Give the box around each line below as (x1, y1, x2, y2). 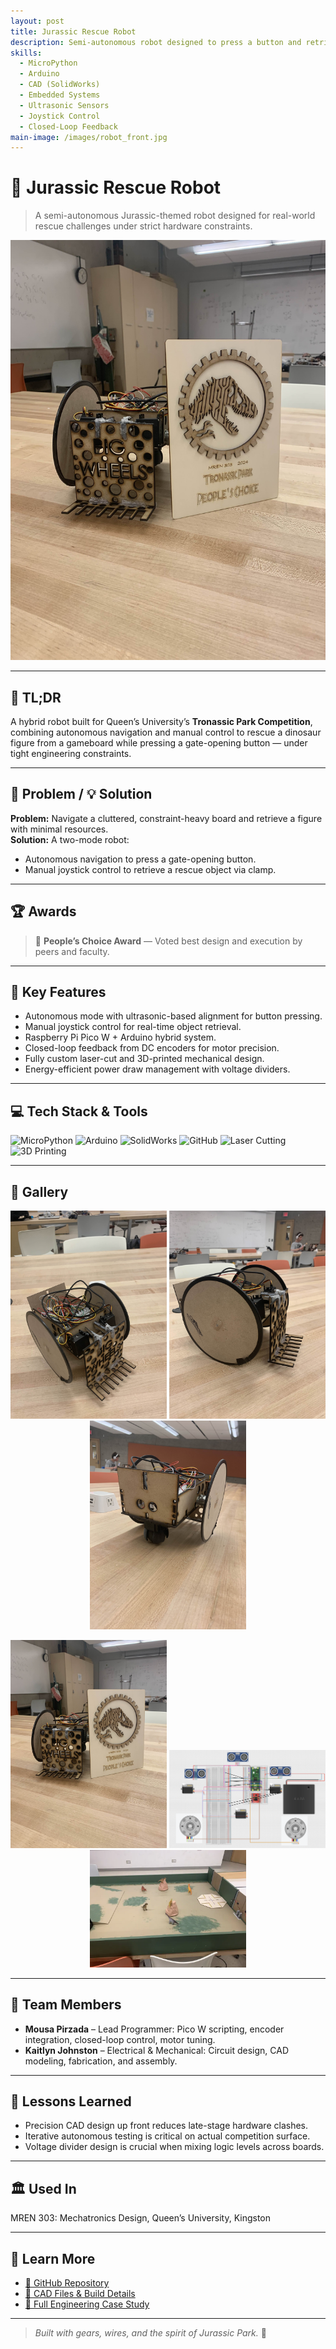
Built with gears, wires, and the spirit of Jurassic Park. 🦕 (34, 2326, 267, 2339)
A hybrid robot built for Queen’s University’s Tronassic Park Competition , (10, 716, 313, 727)
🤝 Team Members (10, 1996, 122, 2014)
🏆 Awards (10, 903, 77, 920)
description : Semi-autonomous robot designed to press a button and (10, 37, 302, 47)
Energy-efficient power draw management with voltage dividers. (24, 1063, 291, 1075)
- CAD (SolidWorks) (19, 80, 101, 90)
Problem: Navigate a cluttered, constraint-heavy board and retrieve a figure (10, 812, 323, 824)
